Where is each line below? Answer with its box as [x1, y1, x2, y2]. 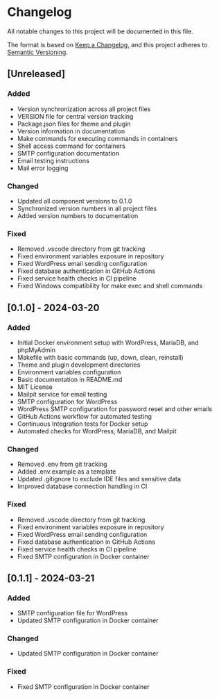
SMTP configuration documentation [17, 149, 120, 157]
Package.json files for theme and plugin [17, 119, 131, 128]
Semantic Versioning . [7, 48, 68, 56]
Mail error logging [17, 164, 69, 172]
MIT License [17, 383, 53, 391]
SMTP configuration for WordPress [17, 397, 118, 406]
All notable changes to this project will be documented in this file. [7, 27, 194, 35]
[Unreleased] [7, 68, 66, 80]
